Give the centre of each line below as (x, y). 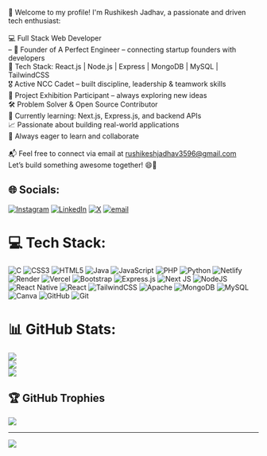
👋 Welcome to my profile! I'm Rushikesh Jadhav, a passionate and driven (127, 12)
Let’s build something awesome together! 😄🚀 (83, 165)
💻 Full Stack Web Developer (55, 38)
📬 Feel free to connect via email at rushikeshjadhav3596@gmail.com (122, 154)
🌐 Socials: (34, 190)
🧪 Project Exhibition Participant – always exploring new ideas (108, 95)
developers (27, 58)
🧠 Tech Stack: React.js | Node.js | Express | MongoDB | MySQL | (113, 66)
